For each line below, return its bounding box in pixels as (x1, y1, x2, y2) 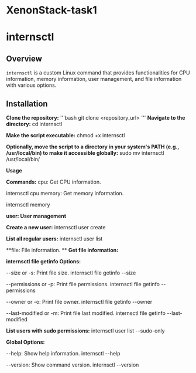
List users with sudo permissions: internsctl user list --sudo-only (6, 327, 165, 334)
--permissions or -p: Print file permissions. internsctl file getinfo (6, 281, 160, 287)
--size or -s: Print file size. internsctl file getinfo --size (6, 269, 136, 276)
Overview (6, 53, 43, 63)
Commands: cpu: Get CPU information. (6, 178, 101, 185)
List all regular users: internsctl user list (6, 235, 103, 242)
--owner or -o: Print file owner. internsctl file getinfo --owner (6, 299, 153, 305)
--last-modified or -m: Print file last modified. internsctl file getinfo (6, 310, 166, 317)
